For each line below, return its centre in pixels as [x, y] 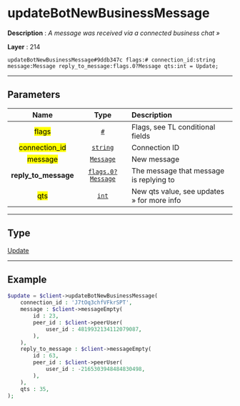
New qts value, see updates [178, 191]
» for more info [156, 200]
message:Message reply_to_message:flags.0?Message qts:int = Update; [113, 66]
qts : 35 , [35, 389]
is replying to [153, 179]
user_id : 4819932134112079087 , [94, 329]
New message [155, 159]
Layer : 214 [24, 46]
